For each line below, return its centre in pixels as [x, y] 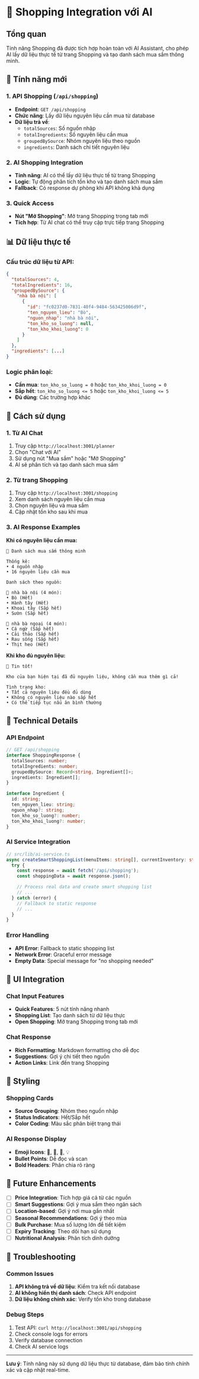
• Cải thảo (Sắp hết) [33, 634]
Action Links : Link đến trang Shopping [62, 1062]
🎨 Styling [23, 1081]
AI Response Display [36, 1139]
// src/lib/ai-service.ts [38, 854]
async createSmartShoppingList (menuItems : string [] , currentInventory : [96, 860]
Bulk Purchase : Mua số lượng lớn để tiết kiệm [70, 1224]
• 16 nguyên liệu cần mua [38, 572]
